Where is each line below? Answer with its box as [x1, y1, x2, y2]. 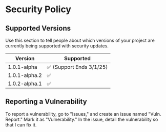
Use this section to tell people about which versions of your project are [5, 37, 155, 43]
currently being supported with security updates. [5, 43, 109, 49]
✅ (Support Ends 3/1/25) [47, 64, 108, 70]
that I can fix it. [5, 121, 37, 128]
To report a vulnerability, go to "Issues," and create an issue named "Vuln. [5, 111, 161, 117]
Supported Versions [5, 24, 71, 33]
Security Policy [5, 4, 72, 15]
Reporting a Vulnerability [5, 97, 87, 106]
